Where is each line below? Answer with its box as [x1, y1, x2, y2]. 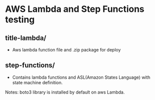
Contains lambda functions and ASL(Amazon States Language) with [12, 74, 151, 80]
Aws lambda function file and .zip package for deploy [12, 47, 121, 52]
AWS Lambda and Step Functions [5, 3, 145, 15]
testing [5, 14, 35, 25]
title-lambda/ [5, 34, 47, 42]
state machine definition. [12, 79, 63, 85]
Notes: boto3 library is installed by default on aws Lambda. [5, 89, 125, 95]
